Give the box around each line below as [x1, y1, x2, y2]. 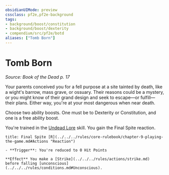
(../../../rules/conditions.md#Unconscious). [5, 165, 102, 170]
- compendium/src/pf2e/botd [5, 31, 65, 36]
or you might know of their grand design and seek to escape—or [5, 94, 140, 100]
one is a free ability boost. [5, 114, 60, 121]
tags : [5, 17, 17, 22]
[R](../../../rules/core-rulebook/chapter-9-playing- [48, 134, 164, 139]
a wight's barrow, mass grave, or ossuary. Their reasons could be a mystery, [5, 89, 164, 95]
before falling [5, 161, 37, 166]
